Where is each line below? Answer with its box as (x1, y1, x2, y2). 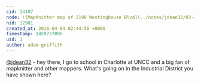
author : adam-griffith (6, 42, 63, 48)
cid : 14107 (6, 8, 33, 15)
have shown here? (6, 71, 51, 78)
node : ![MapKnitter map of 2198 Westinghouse (6, 14, 121, 20)
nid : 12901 (6, 20, 33, 26)
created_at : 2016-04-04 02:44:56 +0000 (6, 25, 106, 32)
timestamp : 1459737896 (6, 31, 63, 37)
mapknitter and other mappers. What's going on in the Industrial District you (6, 64, 194, 72)
